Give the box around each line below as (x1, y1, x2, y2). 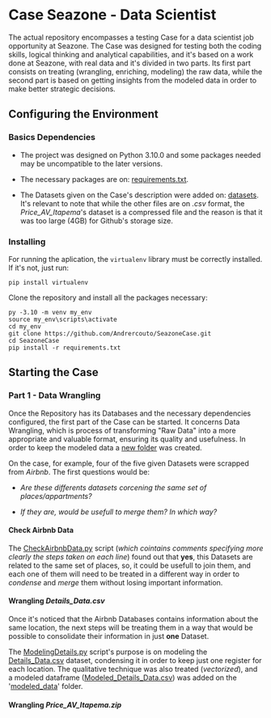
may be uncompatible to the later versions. (19, 158, 163, 168)
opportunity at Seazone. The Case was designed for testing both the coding (8, 40, 262, 50)
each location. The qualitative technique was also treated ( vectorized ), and (8, 665, 258, 674)
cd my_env (8, 322, 42, 331)
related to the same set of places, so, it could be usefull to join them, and (8, 560, 251, 570)
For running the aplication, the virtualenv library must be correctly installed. (8, 254, 263, 264)
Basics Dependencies (8, 132, 95, 143)
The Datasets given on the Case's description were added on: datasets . (19, 190, 259, 200)
